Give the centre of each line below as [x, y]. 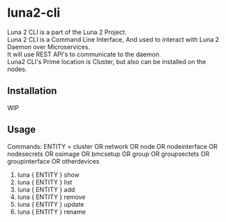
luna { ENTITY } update [51, 204]
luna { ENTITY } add [46, 189]
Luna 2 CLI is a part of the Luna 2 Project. [67, 32]
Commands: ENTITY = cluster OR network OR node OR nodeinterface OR [112, 146]
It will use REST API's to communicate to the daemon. [84, 54]
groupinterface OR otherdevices [53, 161]
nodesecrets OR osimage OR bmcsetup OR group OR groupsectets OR [108, 154]
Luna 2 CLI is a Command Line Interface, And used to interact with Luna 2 [113, 39]
